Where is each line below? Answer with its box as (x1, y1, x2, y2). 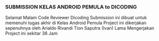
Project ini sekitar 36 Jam (5, 31, 58, 37)
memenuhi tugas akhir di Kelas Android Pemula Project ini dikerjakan (5, 20, 146, 26)
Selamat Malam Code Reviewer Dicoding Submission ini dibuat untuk (5, 15, 147, 21)
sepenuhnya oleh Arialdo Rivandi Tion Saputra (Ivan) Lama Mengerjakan (5, 25, 154, 31)
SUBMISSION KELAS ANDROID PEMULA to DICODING (5, 3, 137, 10)
